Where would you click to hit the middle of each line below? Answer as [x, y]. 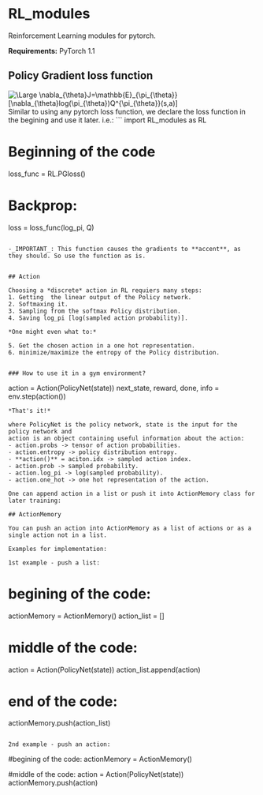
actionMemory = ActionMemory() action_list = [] [87, 616]
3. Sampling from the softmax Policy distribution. [94, 311]
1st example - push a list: [54, 562]
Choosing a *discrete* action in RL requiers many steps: [105, 290]
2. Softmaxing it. [38, 304]
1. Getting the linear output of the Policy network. [100, 297]
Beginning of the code [82, 152]
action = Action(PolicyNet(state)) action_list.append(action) [104, 669]
